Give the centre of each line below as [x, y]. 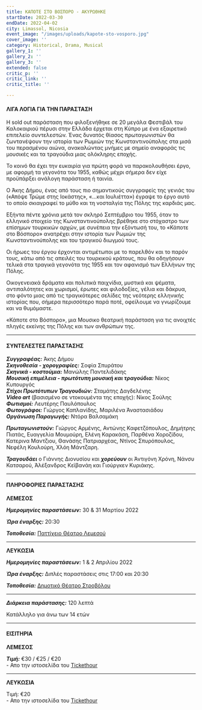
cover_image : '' [26, 40]
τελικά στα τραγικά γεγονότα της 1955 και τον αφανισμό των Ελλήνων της [101, 265]
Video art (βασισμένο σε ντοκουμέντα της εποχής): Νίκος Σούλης [89, 397]
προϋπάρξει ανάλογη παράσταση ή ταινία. [60, 179]
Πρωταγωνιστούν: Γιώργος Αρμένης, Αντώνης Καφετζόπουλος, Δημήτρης [101, 428]
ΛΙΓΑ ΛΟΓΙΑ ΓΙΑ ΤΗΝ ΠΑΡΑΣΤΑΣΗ [49, 109]
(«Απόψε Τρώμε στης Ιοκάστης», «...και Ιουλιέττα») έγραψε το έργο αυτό [98, 197]
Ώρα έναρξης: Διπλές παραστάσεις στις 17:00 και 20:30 [78, 574]
